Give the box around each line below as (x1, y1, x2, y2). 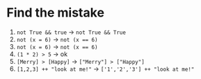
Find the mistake (6, 5, 105, 21)
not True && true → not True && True (16, 28, 127, 36)
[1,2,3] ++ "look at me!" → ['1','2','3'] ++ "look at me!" (16, 64, 195, 73)
